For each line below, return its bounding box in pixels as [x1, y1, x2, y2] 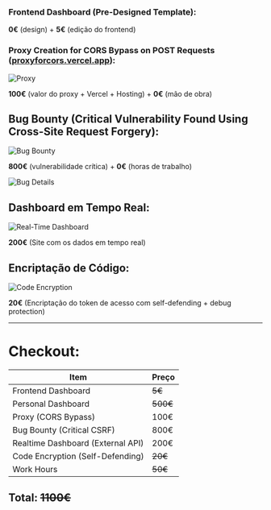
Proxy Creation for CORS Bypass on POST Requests [8, 45, 215, 56]
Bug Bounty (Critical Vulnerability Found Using [8, 112, 248, 126]
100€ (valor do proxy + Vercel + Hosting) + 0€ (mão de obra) [8, 89, 212, 98]
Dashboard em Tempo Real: [8, 201, 150, 214]
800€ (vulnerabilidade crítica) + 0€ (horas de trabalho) [8, 162, 192, 172]
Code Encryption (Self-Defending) [12, 450, 144, 462]
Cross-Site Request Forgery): [8, 124, 160, 139]
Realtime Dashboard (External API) [12, 437, 144, 449]
